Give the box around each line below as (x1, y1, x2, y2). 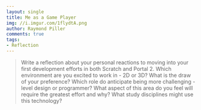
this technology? (20, 97, 62, 104)
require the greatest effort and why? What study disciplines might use (20, 91, 194, 98)
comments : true (6, 31, 44, 37)
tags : (6, 37, 20, 43)
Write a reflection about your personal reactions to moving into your (20, 58, 189, 66)
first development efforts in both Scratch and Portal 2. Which (20, 65, 172, 72)
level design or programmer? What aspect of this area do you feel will (20, 84, 193, 91)
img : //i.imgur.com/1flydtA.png (6, 20, 87, 26)
